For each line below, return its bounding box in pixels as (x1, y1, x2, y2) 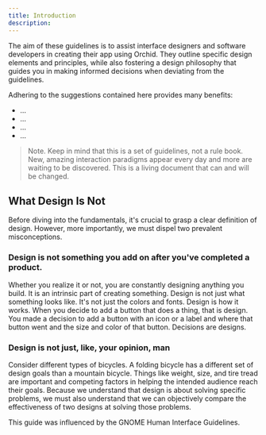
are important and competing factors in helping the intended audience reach (8, 376, 258, 386)
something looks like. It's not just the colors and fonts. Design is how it (8, 297, 239, 306)
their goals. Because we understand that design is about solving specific (8, 385, 246, 395)
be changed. (27, 171, 70, 181)
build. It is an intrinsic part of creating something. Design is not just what (8, 288, 245, 298)
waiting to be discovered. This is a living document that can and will (27, 163, 250, 172)
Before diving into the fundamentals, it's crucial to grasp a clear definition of (8, 215, 257, 225)
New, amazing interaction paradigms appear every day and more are (27, 154, 253, 164)
